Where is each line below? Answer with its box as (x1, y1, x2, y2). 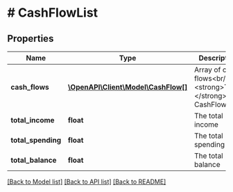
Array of (193, 65, 221, 74)
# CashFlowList (7, 5, 98, 21)
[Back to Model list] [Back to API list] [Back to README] (7, 177, 166, 186)
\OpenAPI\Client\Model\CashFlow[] (68, 82, 188, 92)
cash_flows (10, 82, 50, 92)
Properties (7, 33, 54, 45)
